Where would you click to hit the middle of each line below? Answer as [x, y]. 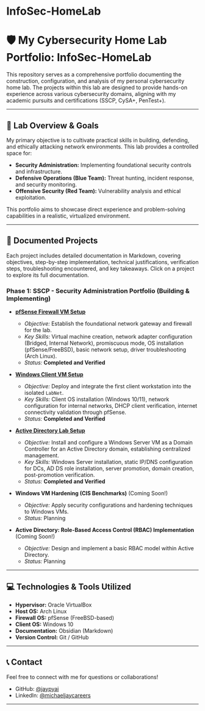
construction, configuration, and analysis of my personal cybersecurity [95, 81]
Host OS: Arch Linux [41, 611]
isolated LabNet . [44, 393]
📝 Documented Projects [52, 241]
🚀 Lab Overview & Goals [52, 126]
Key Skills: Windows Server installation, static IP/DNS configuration [109, 462]
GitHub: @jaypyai [37, 688]
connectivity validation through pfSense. [75, 412]
